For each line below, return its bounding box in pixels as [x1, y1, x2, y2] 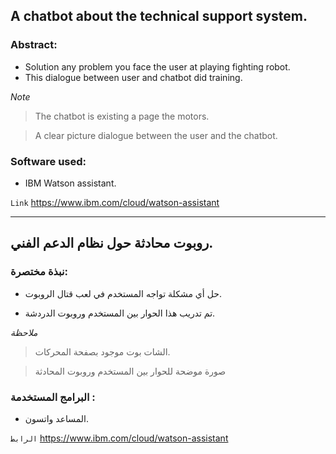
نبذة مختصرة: [10, 265, 69, 279]
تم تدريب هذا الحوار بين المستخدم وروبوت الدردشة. [24, 307, 216, 319]
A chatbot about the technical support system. [10, 8, 308, 25]
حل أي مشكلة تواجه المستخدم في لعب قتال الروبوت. [24, 287, 222, 299]
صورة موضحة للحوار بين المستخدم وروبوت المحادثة [34, 365, 227, 377]
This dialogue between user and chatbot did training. [24, 71, 243, 83]
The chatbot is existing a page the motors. [34, 110, 210, 122]
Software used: [10, 154, 87, 168]
